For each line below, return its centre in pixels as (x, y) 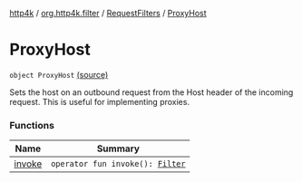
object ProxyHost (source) (59, 74)
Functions (32, 125)
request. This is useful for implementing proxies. (100, 101)
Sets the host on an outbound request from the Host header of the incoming (151, 92)
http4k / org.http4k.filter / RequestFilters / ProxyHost (108, 13)
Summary (118, 148)
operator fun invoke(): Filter (118, 164)
